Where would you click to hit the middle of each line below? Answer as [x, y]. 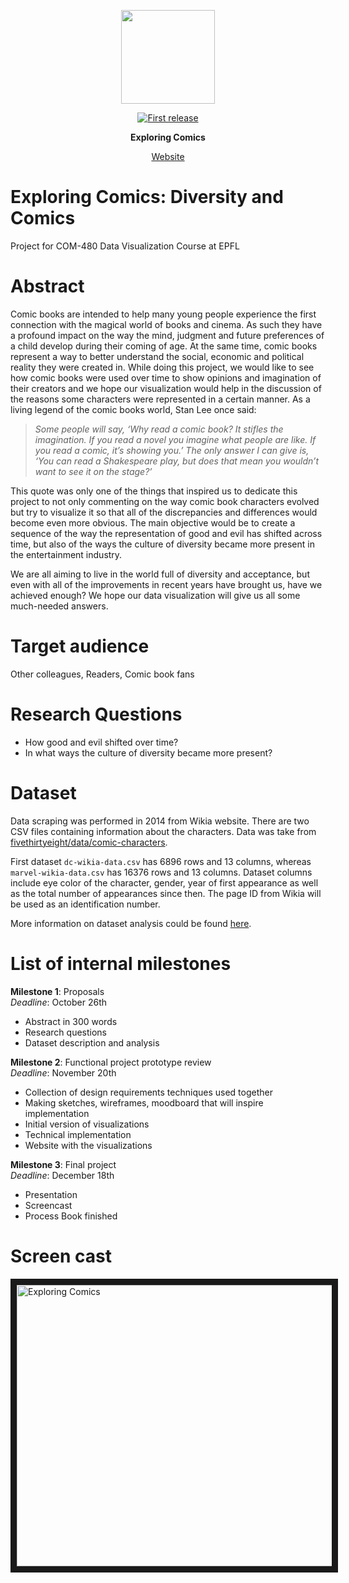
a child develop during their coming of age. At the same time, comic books [164, 346]
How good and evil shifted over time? [101, 742]
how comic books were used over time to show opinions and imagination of [166, 377]
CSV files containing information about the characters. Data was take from [163, 831]
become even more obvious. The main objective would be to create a [153, 522]
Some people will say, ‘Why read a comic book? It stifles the [159, 429]
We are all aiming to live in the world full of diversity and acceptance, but [160, 574]
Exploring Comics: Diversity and [147, 197]
